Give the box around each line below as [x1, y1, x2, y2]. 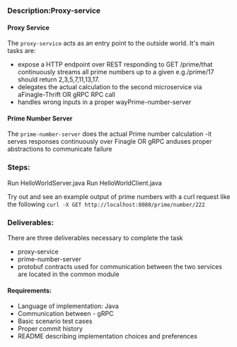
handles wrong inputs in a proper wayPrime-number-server [17, 98, 192, 106]
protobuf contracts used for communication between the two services [17, 262, 223, 271]
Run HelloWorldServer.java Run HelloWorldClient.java [7, 178, 163, 187]
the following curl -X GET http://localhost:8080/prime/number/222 [7, 200, 205, 208]
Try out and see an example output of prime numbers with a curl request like [7, 192, 231, 200]
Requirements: [7, 286, 52, 295]
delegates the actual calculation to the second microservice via [17, 83, 202, 91]
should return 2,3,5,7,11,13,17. [17, 75, 100, 84]
